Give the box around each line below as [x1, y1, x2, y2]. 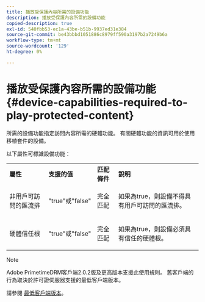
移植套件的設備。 [6, 137, 49, 144]
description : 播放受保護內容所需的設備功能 [6, 15, 106, 21]
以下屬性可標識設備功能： [6, 150, 71, 157]
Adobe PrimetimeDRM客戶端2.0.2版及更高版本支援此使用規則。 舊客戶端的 [6, 268, 194, 276]
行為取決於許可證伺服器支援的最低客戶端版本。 [6, 276, 124, 284]
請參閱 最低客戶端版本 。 [6, 289, 67, 297]
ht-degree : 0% [6, 49, 43, 55]
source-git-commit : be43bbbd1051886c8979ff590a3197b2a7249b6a [6, 32, 168, 38]
